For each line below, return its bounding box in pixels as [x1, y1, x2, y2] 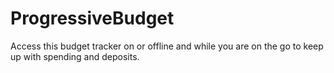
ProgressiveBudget [10, 7, 175, 30]
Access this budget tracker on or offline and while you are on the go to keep [10, 40, 324, 52]
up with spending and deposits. [10, 50, 140, 62]
